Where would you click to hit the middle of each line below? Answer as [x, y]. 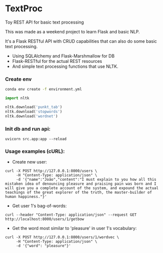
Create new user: [30, 162]
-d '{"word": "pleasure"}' [43, 246]
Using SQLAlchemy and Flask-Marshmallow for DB [63, 56]
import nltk [17, 98]
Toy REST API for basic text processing [45, 22]
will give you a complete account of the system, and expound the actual [82, 188]
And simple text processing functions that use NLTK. [65, 66]
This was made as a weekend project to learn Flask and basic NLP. [72, 31]
